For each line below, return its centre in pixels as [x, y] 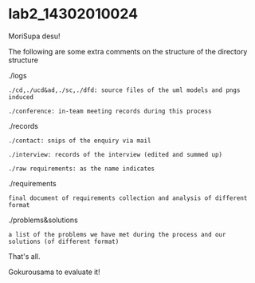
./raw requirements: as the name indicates [82, 169]
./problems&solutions [43, 220]
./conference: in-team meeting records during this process [110, 111]
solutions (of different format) [64, 241]
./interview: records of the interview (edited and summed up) [116, 154]
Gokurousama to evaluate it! [55, 272]
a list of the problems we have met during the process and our [117, 234]
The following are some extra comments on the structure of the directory [128, 51]
